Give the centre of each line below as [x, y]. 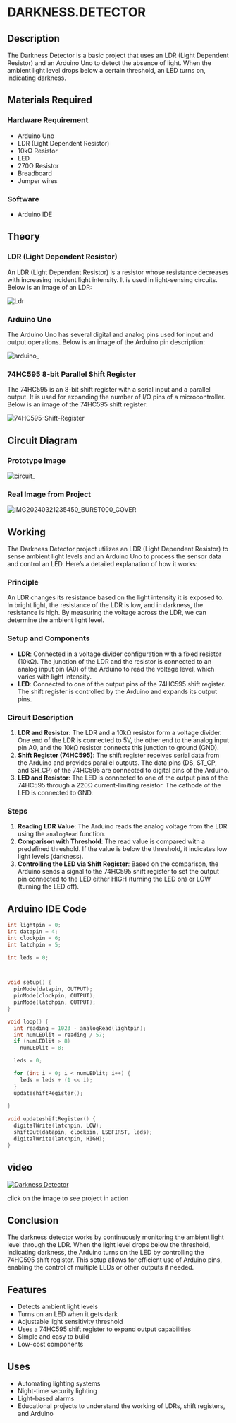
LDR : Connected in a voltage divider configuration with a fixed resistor [119, 654]
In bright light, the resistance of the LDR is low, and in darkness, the [105, 605]
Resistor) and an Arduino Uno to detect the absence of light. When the [109, 63]
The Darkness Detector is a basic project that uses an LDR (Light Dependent [118, 55]
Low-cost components [50, 1345]
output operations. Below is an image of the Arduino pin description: [106, 342]
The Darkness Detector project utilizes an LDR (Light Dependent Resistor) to [118, 549]
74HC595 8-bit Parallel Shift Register [72, 374]
